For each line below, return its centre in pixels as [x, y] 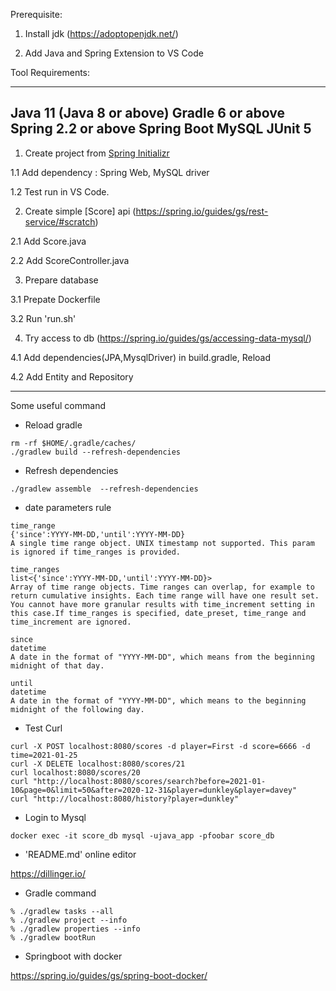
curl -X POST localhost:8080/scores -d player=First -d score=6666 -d [160, 746]
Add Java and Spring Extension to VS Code [114, 53]
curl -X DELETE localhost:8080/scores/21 [98, 764]
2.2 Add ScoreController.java [70, 260]
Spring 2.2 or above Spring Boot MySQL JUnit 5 [161, 129]
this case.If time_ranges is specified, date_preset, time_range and [158, 613]
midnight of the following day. [77, 709]
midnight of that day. [57, 665]
